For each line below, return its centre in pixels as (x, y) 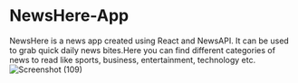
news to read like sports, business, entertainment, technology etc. (133, 60)
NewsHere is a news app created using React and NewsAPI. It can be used (149, 41)
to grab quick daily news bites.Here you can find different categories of (143, 50)
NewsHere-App (69, 16)
